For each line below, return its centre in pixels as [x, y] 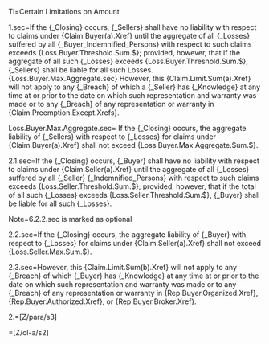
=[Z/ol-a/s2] [29, 332]
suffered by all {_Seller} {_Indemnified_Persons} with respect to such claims [134, 178]
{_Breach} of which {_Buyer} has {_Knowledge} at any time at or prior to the [134, 276]
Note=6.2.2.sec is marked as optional [70, 219]
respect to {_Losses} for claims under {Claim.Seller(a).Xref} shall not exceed [135, 243]
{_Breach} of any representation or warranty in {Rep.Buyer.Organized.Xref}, [133, 293]
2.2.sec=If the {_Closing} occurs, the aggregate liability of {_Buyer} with [127, 235]
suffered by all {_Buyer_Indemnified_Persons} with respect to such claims [130, 44]
